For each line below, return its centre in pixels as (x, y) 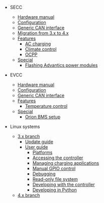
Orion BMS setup (43, 117)
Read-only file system (55, 179)
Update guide (39, 142)
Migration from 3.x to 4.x (43, 33)
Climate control (41, 49)
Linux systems (25, 126)
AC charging (38, 44)
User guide (36, 147)
